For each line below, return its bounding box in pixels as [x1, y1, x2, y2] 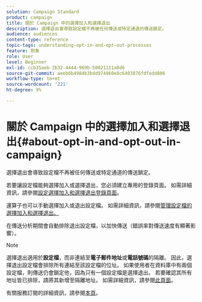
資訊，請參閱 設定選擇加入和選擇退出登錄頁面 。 [6, 189, 122, 196]
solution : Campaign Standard [6, 8, 79, 15]
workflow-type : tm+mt [6, 76, 61, 82]
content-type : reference [6, 37, 69, 43]
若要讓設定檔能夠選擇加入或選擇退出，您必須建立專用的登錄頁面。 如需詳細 [6, 181, 192, 189]
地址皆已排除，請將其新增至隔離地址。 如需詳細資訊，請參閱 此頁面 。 [6, 276, 176, 283]
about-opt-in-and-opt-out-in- [28, 135, 182, 149]
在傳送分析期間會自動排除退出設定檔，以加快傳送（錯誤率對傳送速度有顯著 [6, 222, 191, 229]
